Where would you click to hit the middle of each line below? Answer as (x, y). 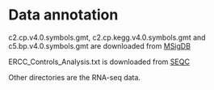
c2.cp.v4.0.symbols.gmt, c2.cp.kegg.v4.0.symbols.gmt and (107, 37)
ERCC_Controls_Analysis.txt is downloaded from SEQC (99, 62)
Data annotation (63, 15)
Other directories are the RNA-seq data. (75, 77)
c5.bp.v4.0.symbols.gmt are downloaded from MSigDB (100, 45)
